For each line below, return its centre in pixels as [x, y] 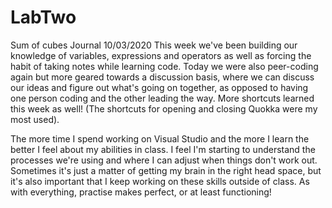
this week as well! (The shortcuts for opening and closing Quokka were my [164, 108]
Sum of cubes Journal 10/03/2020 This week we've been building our [154, 45]
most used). [35, 119]
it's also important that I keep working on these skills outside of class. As [160, 181]
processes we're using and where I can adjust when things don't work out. [164, 160]
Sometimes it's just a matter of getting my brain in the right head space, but [166, 170]
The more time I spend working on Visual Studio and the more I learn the [160, 138]
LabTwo [43, 17]
